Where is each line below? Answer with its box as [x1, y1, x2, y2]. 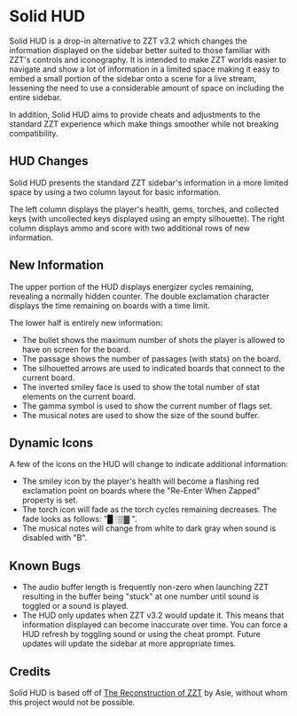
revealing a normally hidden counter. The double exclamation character [9, 291, 270, 301]
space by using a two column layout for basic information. [9, 186, 222, 197]
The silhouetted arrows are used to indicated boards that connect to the [21, 362, 285, 373]
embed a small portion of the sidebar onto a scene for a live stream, [9, 73, 257, 83]
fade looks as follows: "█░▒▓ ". [21, 514, 137, 525]
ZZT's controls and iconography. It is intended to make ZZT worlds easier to [9, 54, 286, 65]
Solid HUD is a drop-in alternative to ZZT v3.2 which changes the [9, 35, 247, 46]
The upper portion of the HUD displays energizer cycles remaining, [9, 281, 254, 292]
